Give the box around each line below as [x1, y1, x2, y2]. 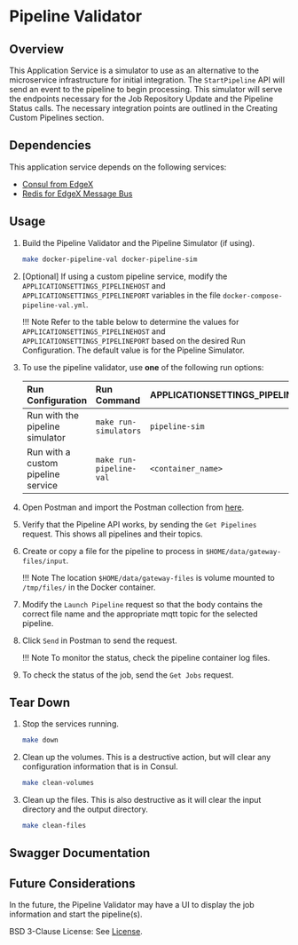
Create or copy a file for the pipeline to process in [21, 545, 204, 556]
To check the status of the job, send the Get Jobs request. [21, 669, 234, 680]
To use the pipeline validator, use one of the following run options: [21, 361, 264, 372]
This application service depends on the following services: [9, 162, 227, 172]
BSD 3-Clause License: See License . [9, 926, 144, 937]
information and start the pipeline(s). [9, 909, 144, 920]
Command [95, 393, 141, 406]
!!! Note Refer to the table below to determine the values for [21, 316, 239, 327]
